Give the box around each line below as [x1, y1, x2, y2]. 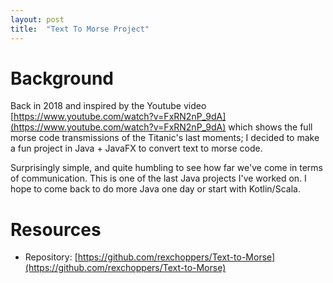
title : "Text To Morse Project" [10, 24, 150, 34]
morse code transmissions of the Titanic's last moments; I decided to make [10, 132, 320, 144]
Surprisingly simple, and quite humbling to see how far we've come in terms [10, 162, 323, 174]
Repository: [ [24, 251, 78, 263]
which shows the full [228, 121, 313, 133]
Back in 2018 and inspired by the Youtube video [10, 100, 207, 112]
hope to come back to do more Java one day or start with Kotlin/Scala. [10, 183, 301, 195]
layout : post [10, 14, 65, 25]
